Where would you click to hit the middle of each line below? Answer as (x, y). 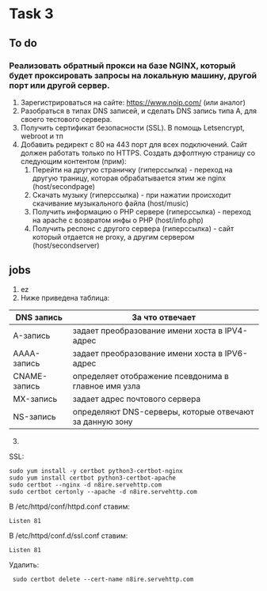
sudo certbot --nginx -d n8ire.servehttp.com (85, 485)
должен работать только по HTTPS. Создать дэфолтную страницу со (138, 153)
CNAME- (31, 376)
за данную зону (103, 422)
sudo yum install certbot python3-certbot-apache (93, 478)
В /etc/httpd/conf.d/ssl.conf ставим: (69, 536)
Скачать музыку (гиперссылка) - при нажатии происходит (132, 195)
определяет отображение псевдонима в (151, 376)
